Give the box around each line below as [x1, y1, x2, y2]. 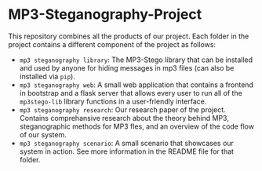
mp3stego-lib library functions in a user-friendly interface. [19, 96, 207, 106]
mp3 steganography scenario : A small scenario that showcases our [19, 138, 234, 147]
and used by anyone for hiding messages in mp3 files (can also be [19, 63, 235, 72]
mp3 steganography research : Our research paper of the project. [19, 104, 226, 115]
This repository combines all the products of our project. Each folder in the [8, 31, 249, 41]
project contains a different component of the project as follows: [8, 39, 217, 49]
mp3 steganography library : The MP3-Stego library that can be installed [19, 55, 253, 64]
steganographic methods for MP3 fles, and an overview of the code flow [19, 122, 255, 131]
